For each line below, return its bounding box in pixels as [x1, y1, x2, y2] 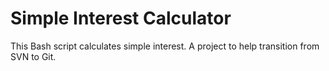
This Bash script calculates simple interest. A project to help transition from [10, 40, 320, 52]
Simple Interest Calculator [10, 7, 232, 30]
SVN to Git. [10, 50, 57, 62]
